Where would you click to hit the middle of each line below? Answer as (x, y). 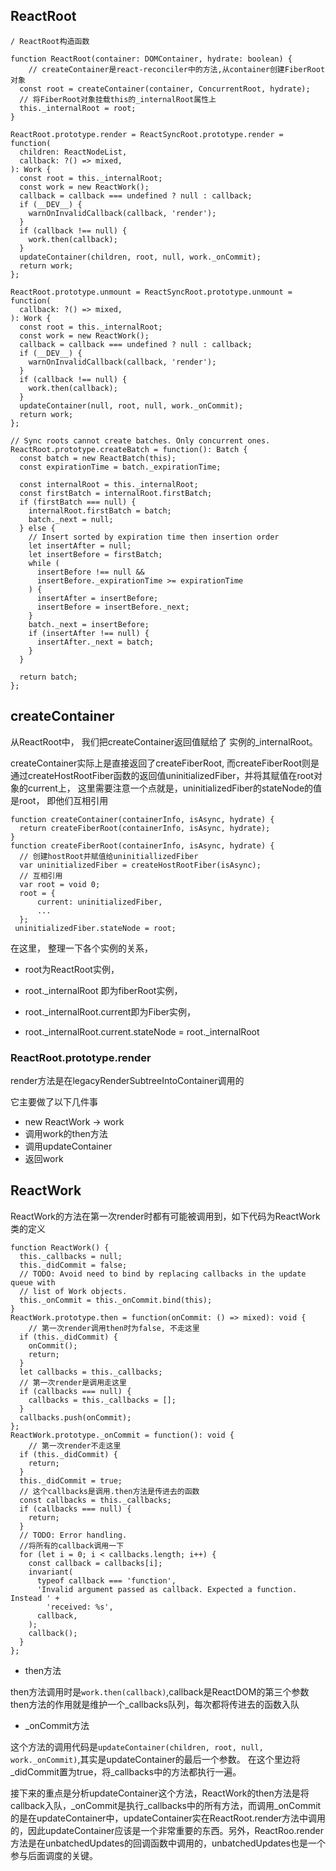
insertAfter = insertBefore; (97, 598)
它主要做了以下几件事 (54, 1101)
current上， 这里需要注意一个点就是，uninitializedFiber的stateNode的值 (175, 788)
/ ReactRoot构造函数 (50, 41)
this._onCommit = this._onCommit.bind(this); (116, 1300)
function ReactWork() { (60, 1247)
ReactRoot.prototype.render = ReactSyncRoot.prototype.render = (147, 134)
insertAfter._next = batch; (95, 642)
